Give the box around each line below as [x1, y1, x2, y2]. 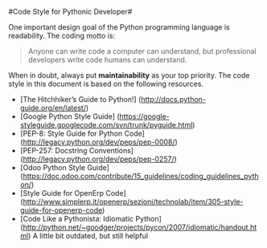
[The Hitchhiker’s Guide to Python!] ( [19, 95, 142, 104]
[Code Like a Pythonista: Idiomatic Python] [19, 214, 162, 223]
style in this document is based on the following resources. [8, 79, 203, 88]
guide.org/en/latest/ [19, 104, 87, 112]
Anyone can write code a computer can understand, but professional [27, 47, 257, 55]
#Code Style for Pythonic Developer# [8, 7, 133, 16]
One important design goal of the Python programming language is [8, 22, 231, 31]
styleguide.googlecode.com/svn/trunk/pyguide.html [19, 120, 193, 129]
